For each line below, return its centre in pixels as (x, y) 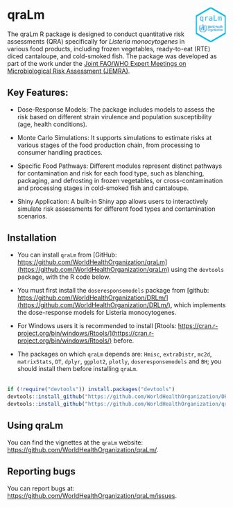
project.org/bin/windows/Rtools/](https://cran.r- (86, 333)
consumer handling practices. (60, 152)
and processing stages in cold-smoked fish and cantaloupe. (103, 188)
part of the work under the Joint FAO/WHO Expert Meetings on (97, 63)
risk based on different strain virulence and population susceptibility (114, 117)
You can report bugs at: (41, 488)
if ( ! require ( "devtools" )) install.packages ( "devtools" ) (91, 389)
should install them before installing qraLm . (77, 368)
